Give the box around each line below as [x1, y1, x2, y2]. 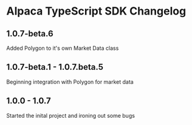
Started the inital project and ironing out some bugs [6, 112, 135, 119]
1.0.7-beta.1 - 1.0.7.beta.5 [6, 62, 103, 72]
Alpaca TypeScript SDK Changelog [6, 4, 187, 18]
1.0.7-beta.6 [6, 29, 53, 39]
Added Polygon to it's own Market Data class [6, 44, 119, 52]
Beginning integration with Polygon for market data [6, 78, 134, 86]
